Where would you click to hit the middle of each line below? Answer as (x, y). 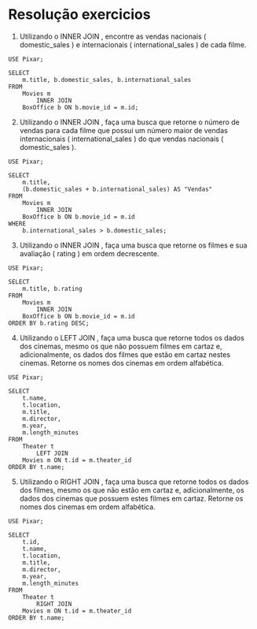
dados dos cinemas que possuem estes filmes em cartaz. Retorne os (131, 498)
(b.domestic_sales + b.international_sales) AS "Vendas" (117, 189)
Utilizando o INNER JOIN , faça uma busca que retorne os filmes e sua (133, 245)
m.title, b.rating (52, 288)
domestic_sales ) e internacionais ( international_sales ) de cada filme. (133, 44)
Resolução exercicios (79, 15)
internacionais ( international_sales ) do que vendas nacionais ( (121, 139)
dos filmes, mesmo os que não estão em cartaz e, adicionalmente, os (132, 489)
